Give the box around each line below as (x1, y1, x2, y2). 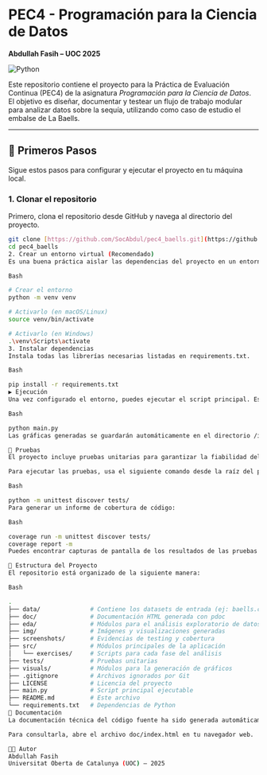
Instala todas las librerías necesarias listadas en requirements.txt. (8, 352, 250, 360)
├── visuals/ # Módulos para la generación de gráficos (8, 664, 233, 672)
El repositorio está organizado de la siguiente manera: (8, 569, 201, 578)
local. (8, 173, 26, 183)
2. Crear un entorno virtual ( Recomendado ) (8, 250, 155, 258)
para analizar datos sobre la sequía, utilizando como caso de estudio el (8, 105, 241, 115)
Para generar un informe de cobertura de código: (8, 504, 176, 512)
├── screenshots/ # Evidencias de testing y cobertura (8, 635, 215, 643)
